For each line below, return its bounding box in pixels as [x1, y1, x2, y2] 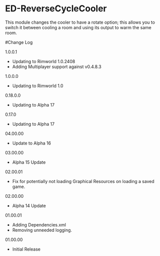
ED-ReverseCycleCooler [5, 3, 107, 14]
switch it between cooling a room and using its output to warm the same [5, 24, 152, 30]
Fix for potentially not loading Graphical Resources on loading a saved [12, 178, 155, 184]
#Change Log [5, 39, 33, 45]
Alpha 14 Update [12, 203, 46, 209]
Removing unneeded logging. [12, 227, 72, 233]
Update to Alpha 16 [12, 140, 51, 146]
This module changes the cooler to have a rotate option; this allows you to [5, 19, 155, 25]
